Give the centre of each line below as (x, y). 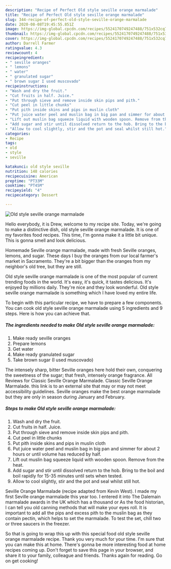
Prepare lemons (29, 344)
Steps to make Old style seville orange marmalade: (61, 408)
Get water (23, 349)
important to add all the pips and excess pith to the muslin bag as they (79, 513)
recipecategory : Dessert (32, 195)
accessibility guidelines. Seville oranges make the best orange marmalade (83, 391)
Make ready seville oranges (41, 338)
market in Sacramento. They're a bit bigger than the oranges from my (78, 261)
